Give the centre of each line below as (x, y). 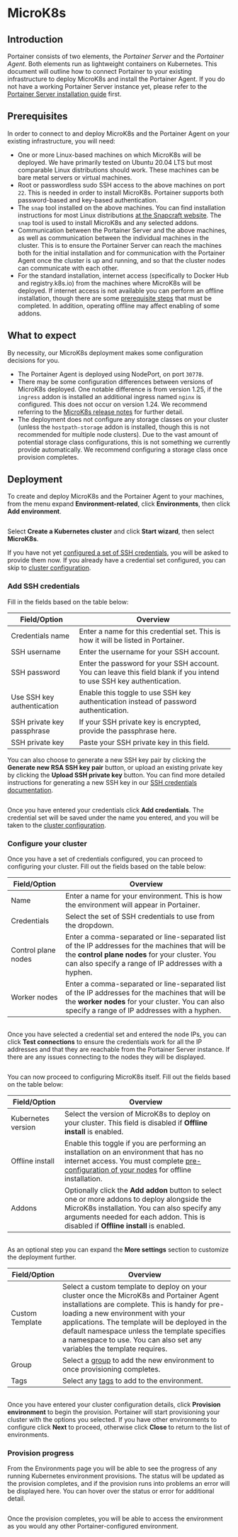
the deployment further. (42, 1257)
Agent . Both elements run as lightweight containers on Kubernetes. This (112, 64)
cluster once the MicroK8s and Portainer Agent (141, 1296)
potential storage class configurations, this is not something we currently (124, 442)
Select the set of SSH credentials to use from (140, 916)
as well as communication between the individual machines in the (113, 238)
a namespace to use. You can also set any (132, 1340)
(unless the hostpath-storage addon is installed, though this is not (114, 427)
